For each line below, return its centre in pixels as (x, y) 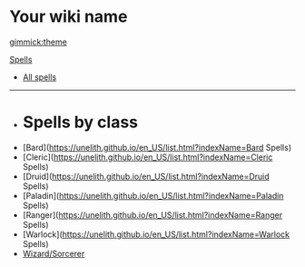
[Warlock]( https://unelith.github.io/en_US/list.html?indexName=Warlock (156, 234)
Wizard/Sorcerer (54, 253)
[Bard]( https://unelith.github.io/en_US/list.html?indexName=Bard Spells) (157, 147)
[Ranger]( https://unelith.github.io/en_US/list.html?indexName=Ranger (152, 214)
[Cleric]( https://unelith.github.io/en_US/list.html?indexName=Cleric (148, 157)
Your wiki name (69, 17)
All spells (39, 77)
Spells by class (80, 122)
